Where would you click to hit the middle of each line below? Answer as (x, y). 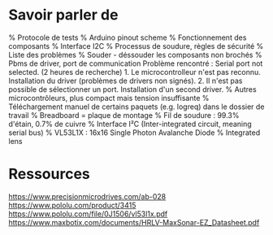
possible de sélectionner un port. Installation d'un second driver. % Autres (133, 89)
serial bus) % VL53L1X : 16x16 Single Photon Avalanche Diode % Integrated (134, 133)
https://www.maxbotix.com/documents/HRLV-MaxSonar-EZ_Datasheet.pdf (134, 222)
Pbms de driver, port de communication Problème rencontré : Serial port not (136, 63)
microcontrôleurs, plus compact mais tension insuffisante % (109, 98)
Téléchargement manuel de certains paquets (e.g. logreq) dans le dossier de (136, 107)
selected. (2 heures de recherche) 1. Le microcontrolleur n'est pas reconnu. (135, 72)
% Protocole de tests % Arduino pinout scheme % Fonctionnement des (128, 37)
